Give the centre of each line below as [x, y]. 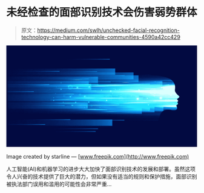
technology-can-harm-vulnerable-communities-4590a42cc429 [100, 37]
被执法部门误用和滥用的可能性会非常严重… [59, 184]
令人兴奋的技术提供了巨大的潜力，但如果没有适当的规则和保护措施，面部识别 [102, 176]
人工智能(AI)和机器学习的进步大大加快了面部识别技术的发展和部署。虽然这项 [101, 169]
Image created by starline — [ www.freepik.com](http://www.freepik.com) [98, 156]
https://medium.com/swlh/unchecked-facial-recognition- [108, 30]
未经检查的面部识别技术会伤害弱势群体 [102, 12]
